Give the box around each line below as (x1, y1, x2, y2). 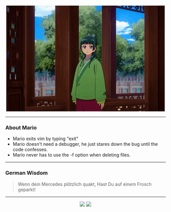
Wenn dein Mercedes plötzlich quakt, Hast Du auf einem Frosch (17, 181, 152, 187)
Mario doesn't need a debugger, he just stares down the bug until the (12, 141, 158, 147)
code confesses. (12, 146, 48, 153)
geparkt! (17, 187, 36, 193)
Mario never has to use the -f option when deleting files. (12, 152, 131, 158)
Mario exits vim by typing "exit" (12, 136, 79, 142)
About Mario (5, 124, 37, 131)
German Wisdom (5, 169, 48, 176)
